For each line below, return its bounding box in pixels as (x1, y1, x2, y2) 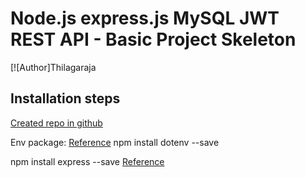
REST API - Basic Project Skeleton (10, 28, 297, 51)
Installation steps (10, 90, 121, 107)
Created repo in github (10, 117, 103, 129)
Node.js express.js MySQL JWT (10, 7, 280, 30)
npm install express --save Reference (10, 155, 165, 167)
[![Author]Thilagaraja (10, 61, 97, 73)
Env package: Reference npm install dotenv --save (10, 136, 220, 148)
